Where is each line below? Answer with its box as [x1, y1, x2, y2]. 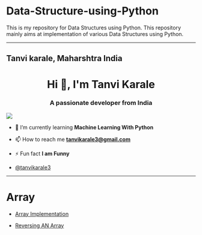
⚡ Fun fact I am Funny [14, 150, 70, 157]
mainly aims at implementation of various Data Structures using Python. [6, 30, 184, 37]
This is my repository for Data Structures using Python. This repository [6, 24, 182, 31]
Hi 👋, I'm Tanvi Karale [47, 77, 155, 91]
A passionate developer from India [49, 99, 153, 107]
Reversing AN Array [14, 222, 64, 229]
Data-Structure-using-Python [6, 4, 159, 18]
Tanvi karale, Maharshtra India [6, 53, 123, 64]
